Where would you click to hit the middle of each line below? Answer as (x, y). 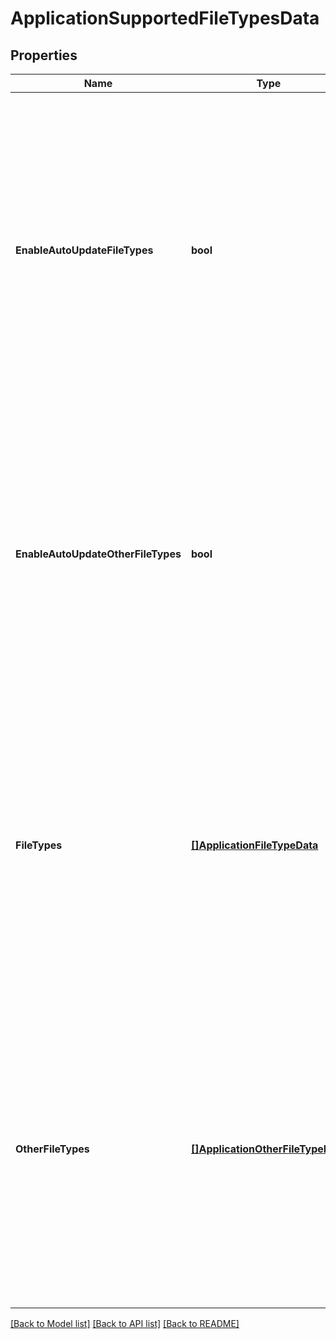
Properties (44, 55)
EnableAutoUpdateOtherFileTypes (98, 554)
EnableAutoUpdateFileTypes (84, 250)
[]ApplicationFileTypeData (254, 845)
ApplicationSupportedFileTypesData (165, 18)
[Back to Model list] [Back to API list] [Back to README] (125, 1323)
